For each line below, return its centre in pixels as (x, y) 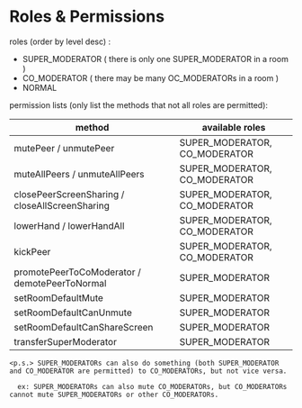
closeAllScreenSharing (62, 205)
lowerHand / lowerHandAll (69, 225)
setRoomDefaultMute (58, 297)
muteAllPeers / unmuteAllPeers (80, 174)
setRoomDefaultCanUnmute (73, 313)
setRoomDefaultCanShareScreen (84, 327)
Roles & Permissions (87, 17)
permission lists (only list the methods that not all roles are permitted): (138, 104)
